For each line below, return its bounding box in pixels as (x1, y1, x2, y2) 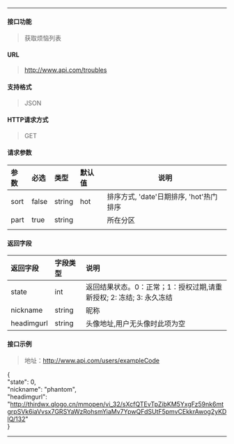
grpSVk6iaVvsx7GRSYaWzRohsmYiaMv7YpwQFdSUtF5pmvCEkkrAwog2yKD (7, 408, 227, 416)
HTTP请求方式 (7, 116, 49, 124)
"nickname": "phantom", (7, 385, 77, 394)
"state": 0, (7, 378, 36, 386)
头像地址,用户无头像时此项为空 (86, 319, 186, 329)
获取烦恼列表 (24, 34, 61, 43)
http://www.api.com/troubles (24, 66, 107, 74)
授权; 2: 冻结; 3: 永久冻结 (93, 293, 173, 302)
